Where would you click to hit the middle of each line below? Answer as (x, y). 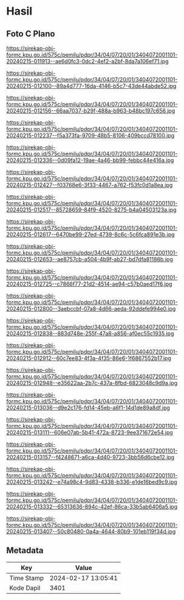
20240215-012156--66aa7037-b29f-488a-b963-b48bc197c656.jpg (90, 111)
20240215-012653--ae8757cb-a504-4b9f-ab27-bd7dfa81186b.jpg (90, 259)
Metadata (25, 550)
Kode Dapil (25, 588)
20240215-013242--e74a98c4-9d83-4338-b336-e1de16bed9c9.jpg (92, 482)
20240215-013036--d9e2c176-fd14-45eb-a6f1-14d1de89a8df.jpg (88, 408)
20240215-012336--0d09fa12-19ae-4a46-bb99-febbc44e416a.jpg (90, 160)
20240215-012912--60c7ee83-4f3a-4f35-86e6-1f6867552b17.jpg (89, 358)
